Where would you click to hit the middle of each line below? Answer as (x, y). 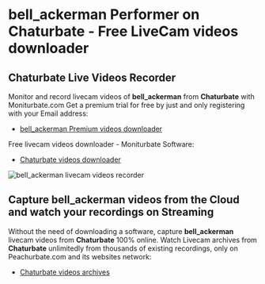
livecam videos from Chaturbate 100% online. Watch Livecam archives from (132, 240)
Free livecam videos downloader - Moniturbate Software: (101, 144)
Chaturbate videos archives (65, 272)
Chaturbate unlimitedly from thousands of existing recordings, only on (123, 248)
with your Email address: (48, 113)
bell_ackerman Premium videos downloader (91, 129)
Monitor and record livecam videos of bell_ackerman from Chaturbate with (131, 96)
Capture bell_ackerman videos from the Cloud (124, 200)
